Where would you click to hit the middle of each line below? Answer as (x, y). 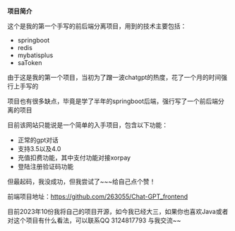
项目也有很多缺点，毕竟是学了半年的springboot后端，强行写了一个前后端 (113, 101)
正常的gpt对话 (38, 140)
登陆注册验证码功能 (46, 166)
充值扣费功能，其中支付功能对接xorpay (74, 158)
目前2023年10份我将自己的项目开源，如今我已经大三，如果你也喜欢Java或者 (118, 212)
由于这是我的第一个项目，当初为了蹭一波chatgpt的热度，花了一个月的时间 (114, 77)
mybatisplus (35, 55)
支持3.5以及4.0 (39, 149)
